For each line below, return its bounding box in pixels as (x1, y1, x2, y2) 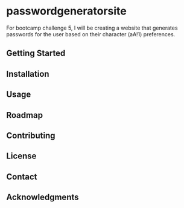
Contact (6, 171, 37, 182)
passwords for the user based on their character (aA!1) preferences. (6, 30, 176, 37)
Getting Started (6, 48, 66, 59)
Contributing (6, 130, 56, 140)
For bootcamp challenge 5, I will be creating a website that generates (6, 24, 178, 31)
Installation (6, 68, 49, 79)
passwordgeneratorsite (6, 4, 127, 18)
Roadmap (6, 110, 43, 120)
